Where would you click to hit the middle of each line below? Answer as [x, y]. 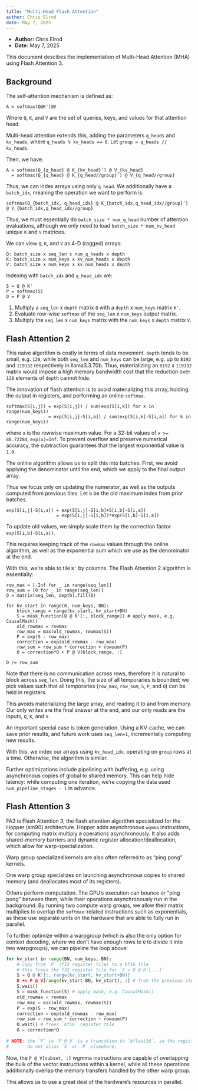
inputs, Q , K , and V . [28, 716]
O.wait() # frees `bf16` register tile [66, 1025]
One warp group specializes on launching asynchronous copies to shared [95, 875]
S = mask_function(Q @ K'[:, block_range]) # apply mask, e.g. [96, 616]
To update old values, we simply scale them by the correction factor [89, 526]
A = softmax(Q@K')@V [32, 107]
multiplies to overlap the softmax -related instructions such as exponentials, [97, 911]
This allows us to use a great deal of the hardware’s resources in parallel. [95, 1082]
